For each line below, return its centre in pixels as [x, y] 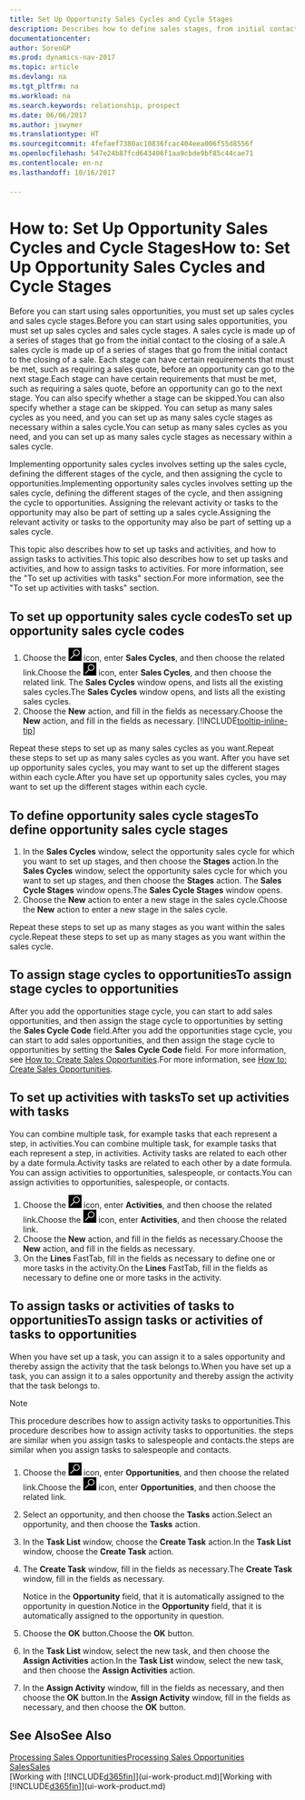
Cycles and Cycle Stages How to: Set [150, 248]
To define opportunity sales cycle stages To [134, 815]
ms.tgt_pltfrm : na [44, 86]
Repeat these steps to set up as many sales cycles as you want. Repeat [142, 748]
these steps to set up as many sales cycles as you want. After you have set [150, 758]
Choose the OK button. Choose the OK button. [108, 1633]
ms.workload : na [40, 95]
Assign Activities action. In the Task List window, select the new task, [153, 1660]
